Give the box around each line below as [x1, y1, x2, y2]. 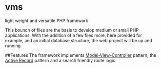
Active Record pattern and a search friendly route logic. [5, 57, 117, 63]
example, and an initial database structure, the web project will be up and [5, 37, 152, 43]
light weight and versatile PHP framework [5, 18, 89, 23]
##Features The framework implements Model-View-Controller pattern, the [5, 52, 157, 58]
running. [5, 43, 22, 48]
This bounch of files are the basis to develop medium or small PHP [5, 27, 139, 33]
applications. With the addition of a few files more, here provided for [5, 32, 142, 38]
